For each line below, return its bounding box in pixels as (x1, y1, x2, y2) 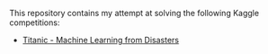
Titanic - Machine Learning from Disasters (22, 35, 180, 45)
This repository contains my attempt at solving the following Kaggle (9, 8, 259, 18)
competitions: (9, 17, 60, 28)
